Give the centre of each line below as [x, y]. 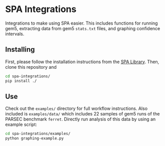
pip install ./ [21, 81]
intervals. [15, 34]
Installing [20, 49]
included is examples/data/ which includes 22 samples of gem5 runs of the [82, 114]
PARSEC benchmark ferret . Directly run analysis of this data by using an [80, 119]
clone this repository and [31, 67]
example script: [21, 124]
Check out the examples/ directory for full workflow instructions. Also [76, 108]
